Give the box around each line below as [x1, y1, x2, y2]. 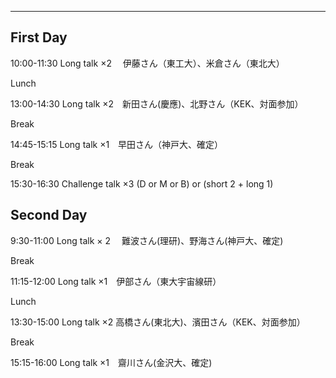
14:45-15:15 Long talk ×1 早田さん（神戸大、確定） [10, 138, 224, 150]
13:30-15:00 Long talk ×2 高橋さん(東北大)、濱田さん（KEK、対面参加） [10, 316, 306, 328]
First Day [10, 29, 68, 46]
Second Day [10, 207, 88, 224]
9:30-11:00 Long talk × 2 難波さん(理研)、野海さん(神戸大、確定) [10, 234, 284, 246]
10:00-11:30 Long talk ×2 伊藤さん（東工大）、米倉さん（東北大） [10, 57, 285, 69]
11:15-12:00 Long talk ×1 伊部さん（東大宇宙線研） [10, 275, 222, 287]
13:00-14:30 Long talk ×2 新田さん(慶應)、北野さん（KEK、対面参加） [10, 97, 304, 110]
